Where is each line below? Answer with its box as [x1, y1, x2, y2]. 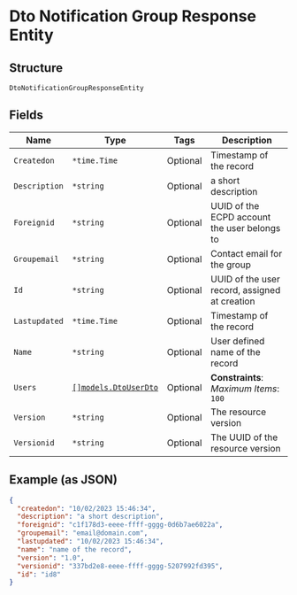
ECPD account [210, 211, 271, 223]
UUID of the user [210, 273, 280, 285]
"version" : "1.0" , [17, 553, 86, 562]
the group [210, 259, 252, 271]
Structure [9, 60, 64, 75]
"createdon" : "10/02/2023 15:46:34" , [17, 504, 156, 513]
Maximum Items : [210, 382, 280, 395]
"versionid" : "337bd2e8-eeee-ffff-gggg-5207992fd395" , [17, 561, 224, 570]
